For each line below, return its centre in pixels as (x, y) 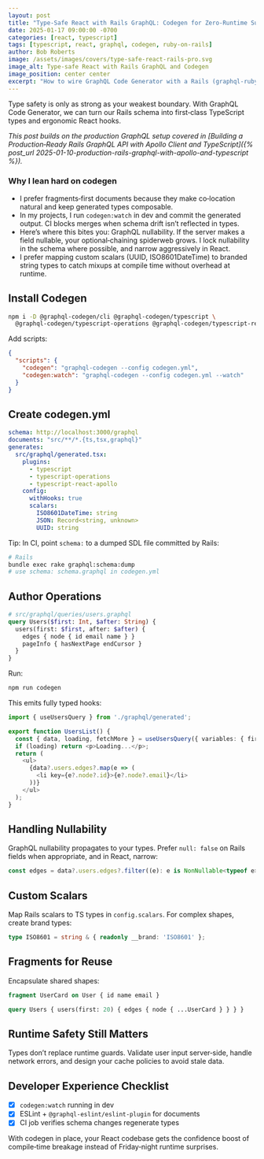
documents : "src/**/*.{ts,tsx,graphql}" (75, 440)
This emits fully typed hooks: (55, 703)
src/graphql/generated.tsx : (61, 455)
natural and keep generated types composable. (96, 206)
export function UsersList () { (59, 731)
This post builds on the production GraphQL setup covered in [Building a (126, 135)
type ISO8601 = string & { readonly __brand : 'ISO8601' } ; (107, 938)
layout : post (29, 15)
